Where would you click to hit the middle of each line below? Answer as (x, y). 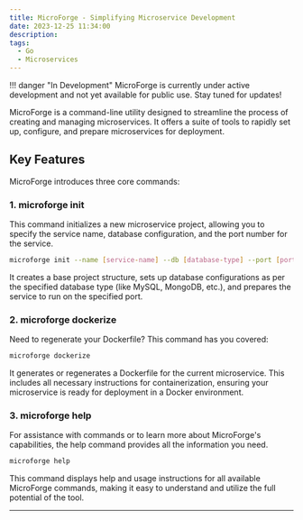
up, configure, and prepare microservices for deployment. (117, 131)
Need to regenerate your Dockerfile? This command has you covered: (139, 340)
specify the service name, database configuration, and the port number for (148, 234)
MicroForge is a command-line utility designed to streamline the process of (149, 112)
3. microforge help (50, 415)
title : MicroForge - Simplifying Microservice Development (123, 18)
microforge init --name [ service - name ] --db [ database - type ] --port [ (145, 260)
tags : (19, 43)
